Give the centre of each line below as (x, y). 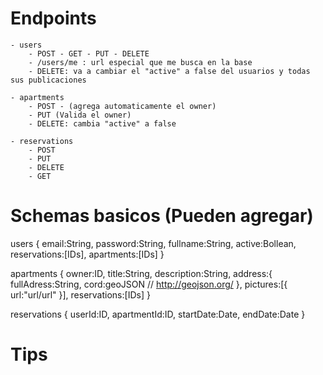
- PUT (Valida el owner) (80, 115)
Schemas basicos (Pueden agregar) (162, 216)
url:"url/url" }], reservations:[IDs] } (80, 294)
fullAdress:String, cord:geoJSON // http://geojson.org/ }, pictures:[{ (149, 284)
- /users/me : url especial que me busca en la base (140, 62)
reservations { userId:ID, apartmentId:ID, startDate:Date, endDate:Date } (158, 314)
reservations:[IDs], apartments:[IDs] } (87, 254)
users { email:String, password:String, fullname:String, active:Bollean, (153, 243)
